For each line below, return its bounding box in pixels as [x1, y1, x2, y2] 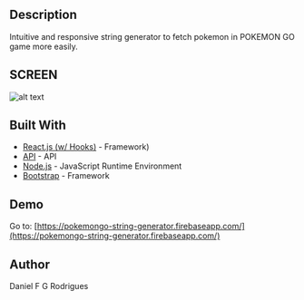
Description [9, 7, 77, 23]
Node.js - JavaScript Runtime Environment [22, 160, 182, 171]
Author [9, 256, 50, 272]
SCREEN [9, 67, 58, 82]
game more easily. [9, 41, 79, 52]
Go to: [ [9, 221, 38, 232]
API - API [22, 151, 57, 162]
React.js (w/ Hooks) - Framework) [22, 141, 150, 152]
